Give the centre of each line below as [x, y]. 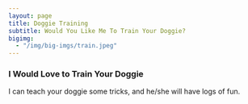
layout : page [30, 16]
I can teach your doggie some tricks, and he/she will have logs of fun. [124, 92]
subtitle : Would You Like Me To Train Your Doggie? [97, 31]
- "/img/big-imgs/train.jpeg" [66, 46]
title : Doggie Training [48, 23]
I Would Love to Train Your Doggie [76, 74]
